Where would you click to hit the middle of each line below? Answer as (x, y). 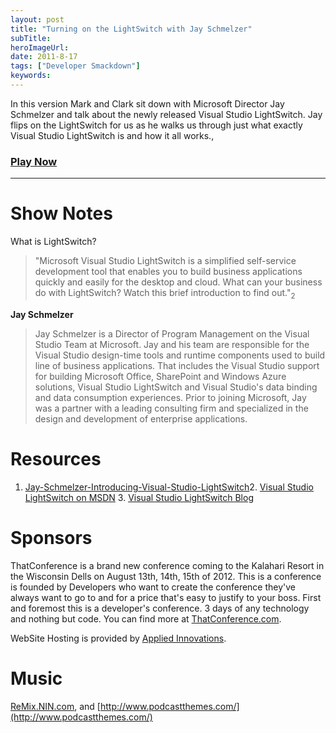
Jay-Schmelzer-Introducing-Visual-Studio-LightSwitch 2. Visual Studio (169, 487)
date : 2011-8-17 (44, 57)
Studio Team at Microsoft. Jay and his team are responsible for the (172, 344)
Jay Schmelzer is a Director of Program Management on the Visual (172, 333)
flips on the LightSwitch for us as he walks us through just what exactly (156, 125)
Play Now (34, 161)
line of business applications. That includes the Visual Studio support (177, 365)
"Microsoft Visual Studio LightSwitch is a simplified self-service (165, 261)
